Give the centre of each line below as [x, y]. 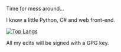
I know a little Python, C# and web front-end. [61, 20]
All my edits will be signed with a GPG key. [58, 43]
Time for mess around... [35, 9]
